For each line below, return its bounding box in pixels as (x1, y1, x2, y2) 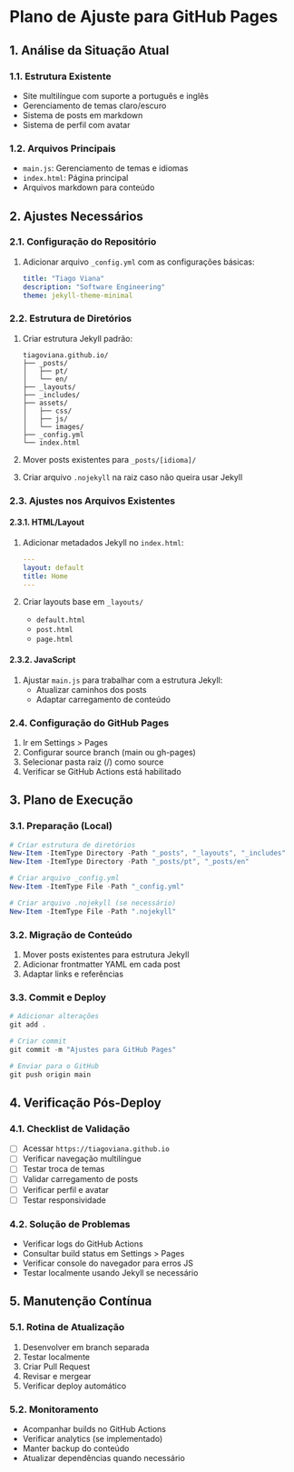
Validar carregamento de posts (22, 1174, 139, 1185)
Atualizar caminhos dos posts (35, 684, 147, 695)
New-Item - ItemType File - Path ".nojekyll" (9, 906, 177, 916)
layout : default (22, 563, 84, 572)
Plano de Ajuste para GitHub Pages (9, 6, 279, 27)
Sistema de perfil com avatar (22, 119, 131, 130)
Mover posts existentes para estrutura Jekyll (22, 949, 190, 960)
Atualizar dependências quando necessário (22, 1452, 186, 1463)
